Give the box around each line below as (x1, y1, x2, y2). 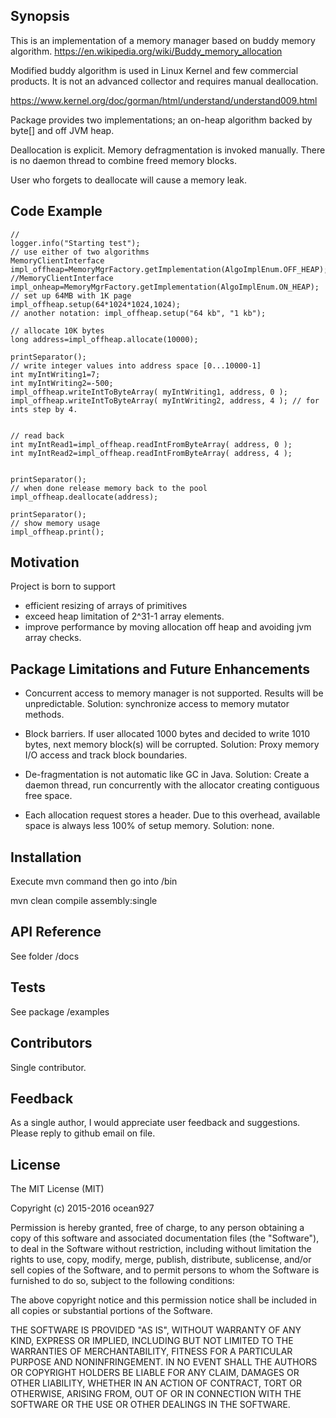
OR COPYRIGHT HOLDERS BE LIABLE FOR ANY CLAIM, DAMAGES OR (10, 1367, 300, 1379)
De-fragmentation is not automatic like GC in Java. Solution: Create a (24, 769, 310, 781)
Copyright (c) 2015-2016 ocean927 (10, 1202, 155, 1214)
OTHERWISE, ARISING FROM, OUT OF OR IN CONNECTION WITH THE (10, 1388, 302, 1400)
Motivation (10, 554, 80, 571)
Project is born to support (10, 580, 116, 593)
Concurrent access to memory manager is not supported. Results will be (24, 687, 324, 699)
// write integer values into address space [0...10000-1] (10, 360, 262, 371)
